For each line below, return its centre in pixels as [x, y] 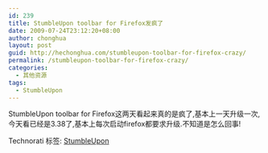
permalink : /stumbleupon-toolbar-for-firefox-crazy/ [99, 61]
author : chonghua [37, 38]
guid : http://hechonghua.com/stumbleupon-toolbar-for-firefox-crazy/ [128, 53]
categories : [28, 68]
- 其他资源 [31, 75]
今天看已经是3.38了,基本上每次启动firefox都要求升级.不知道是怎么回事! [125, 124]
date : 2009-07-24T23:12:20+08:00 [64, 30]
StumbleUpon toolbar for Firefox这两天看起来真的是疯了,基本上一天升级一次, [134, 114]
